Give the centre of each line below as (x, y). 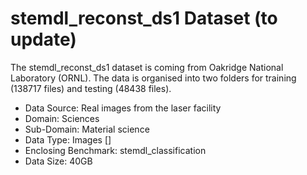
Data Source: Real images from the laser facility (123, 108)
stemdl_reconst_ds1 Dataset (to (144, 18)
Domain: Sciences (62, 118)
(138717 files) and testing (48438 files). (91, 88)
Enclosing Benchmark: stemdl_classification (115, 150)
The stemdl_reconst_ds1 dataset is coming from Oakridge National (147, 67)
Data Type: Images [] (68, 139)
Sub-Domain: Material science (87, 129)
